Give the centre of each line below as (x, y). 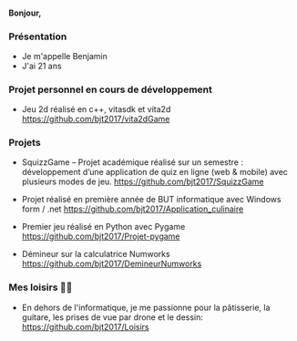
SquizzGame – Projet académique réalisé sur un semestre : (132, 162)
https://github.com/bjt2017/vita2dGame (96, 119)
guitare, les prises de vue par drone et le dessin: (113, 317)
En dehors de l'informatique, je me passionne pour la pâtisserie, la (146, 307)
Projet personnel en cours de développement (111, 89)
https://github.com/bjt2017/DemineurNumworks (112, 263)
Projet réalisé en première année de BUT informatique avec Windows (151, 200)
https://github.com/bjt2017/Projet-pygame (101, 236)
